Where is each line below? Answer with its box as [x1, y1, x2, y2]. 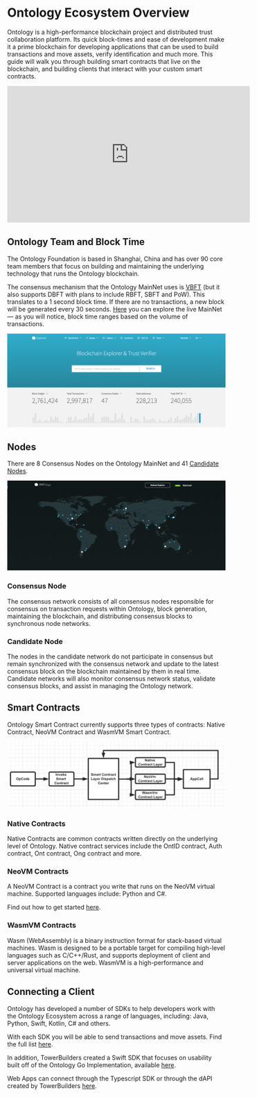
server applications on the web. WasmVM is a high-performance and [7, 958, 204, 967]
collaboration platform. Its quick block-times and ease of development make [7, 35, 225, 43]
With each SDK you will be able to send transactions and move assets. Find [7, 1032, 222, 1041]
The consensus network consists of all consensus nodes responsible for [7, 597, 214, 605]
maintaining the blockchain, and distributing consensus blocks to [7, 612, 193, 620]
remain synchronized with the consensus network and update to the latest [7, 659, 220, 667]
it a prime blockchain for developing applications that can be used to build [7, 42, 219, 51]
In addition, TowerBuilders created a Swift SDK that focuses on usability [7, 1053, 213, 1062]
